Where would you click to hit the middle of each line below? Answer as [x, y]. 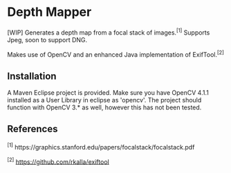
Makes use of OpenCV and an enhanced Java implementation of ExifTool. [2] [116, 54]
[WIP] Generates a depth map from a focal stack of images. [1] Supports [109, 32]
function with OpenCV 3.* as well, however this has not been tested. [104, 107]
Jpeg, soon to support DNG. [47, 39]
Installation [32, 76]
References [33, 129]
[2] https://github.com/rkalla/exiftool [58, 161]
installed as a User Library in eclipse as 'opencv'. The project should [104, 100]
